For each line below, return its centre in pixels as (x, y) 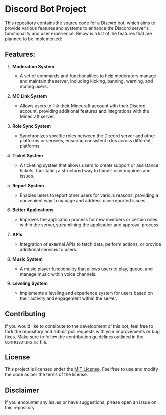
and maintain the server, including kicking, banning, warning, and (86, 81)
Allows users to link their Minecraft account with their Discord (83, 106)
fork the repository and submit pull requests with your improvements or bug (83, 331)
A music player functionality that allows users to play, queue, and (86, 269)
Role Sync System (31, 126)
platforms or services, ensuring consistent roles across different (85, 140)
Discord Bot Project (46, 9)
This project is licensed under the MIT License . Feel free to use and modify (82, 369)
